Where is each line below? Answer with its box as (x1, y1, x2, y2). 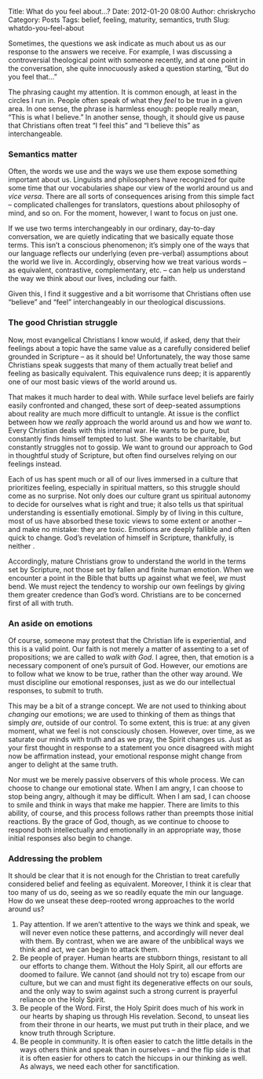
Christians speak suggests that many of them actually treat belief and (8, 360, 233, 369)
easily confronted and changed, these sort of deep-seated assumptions (8, 401, 241, 410)
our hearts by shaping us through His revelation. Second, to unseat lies (19, 1011, 250, 1022)
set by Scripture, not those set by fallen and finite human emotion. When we (8, 564, 254, 574)
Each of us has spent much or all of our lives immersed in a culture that (8, 474, 239, 483)
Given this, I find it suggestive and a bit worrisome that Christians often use (8, 289, 251, 298)
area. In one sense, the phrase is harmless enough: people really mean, (8, 104, 239, 113)
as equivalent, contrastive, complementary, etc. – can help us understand (8, 265, 246, 275)
